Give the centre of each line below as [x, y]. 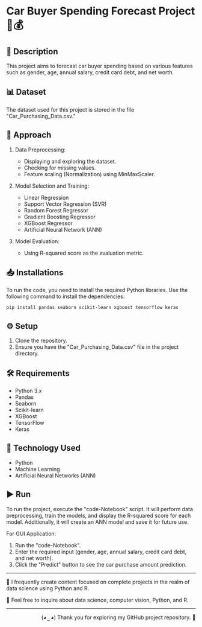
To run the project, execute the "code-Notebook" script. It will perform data [100, 509]
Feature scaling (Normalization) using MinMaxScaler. [89, 174]
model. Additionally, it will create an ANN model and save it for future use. [98, 522]
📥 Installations [35, 273]
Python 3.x [28, 391]
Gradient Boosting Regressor [60, 217]
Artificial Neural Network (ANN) [63, 229]
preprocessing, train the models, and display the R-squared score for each [99, 515]
